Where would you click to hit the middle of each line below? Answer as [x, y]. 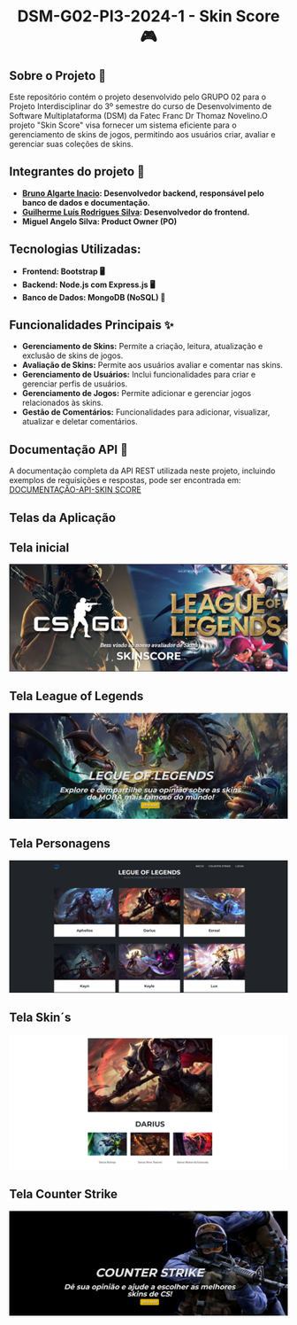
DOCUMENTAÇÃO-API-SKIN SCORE [75, 490]
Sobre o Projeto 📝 [58, 76]
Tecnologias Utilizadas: [75, 249]
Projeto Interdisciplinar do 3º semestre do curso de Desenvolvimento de [141, 106]
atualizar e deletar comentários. [80, 422]
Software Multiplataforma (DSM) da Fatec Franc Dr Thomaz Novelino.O [138, 116]
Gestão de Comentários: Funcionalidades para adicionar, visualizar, [146, 412]
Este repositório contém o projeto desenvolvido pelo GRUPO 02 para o [138, 97]
